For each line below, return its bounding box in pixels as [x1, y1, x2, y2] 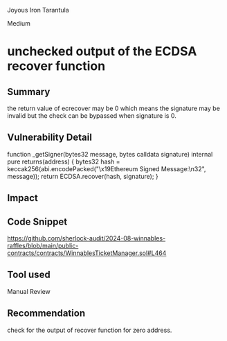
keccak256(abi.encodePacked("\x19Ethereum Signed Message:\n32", [7, 164, 206, 173]
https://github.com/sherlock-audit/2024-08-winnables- [7, 234, 166, 243]
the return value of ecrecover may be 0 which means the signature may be [7, 104, 220, 112]
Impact [7, 192, 38, 204]
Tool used [7, 269, 51, 281]
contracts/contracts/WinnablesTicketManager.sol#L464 [7, 249, 167, 257]
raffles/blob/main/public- [7, 242, 79, 250]
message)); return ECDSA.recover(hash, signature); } [7, 172, 159, 180]
